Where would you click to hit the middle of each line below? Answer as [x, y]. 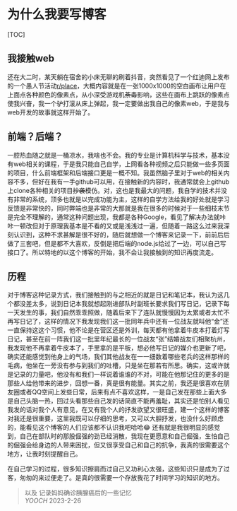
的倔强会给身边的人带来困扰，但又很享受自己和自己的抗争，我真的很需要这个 [119, 445]
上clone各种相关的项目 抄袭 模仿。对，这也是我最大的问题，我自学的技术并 [114, 190]
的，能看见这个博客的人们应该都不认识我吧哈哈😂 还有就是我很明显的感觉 [114, 428]
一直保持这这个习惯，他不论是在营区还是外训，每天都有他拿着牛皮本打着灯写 [119, 330]
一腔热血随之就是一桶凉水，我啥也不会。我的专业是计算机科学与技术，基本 [115, 155]
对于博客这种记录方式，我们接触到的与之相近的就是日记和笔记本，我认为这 [115, 295]
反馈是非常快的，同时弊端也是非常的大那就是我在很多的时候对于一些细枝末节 [119, 208]
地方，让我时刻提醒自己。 [44, 454]
